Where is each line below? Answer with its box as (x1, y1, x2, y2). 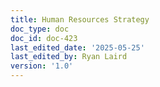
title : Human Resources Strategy (10, 14, 150, 25)
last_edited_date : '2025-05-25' (10, 42, 145, 53)
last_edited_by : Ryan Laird (10, 52, 128, 62)
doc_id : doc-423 (10, 33, 78, 43)
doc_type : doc (10, 24, 70, 34)
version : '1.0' (10, 61, 74, 71)
